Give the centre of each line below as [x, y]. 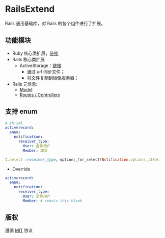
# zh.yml [14, 123]
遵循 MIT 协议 [19, 230]
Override [21, 169]
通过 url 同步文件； [46, 71]
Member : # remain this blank [53, 201]
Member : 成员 [35, 151]
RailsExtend [30, 9]
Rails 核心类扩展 [28, 59]
